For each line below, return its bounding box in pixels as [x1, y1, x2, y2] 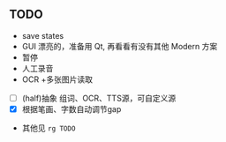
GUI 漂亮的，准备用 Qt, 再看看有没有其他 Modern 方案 [21, 41, 218, 51]
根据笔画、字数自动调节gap [21, 103, 122, 114]
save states [21, 30, 64, 41]
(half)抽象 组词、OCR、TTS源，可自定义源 [21, 93, 177, 103]
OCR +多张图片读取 [21, 74, 93, 85]
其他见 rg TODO [21, 123, 76, 133]
